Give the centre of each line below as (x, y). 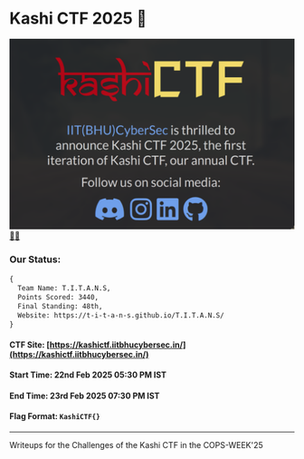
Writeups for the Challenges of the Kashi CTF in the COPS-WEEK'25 (137, 444)
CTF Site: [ (30, 345)
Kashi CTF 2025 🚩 (78, 19)
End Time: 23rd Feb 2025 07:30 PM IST (85, 396)
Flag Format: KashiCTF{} (55, 416)
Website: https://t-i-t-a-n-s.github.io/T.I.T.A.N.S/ (121, 315)
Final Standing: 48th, (60, 306)
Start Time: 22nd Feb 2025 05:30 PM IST (88, 375)
